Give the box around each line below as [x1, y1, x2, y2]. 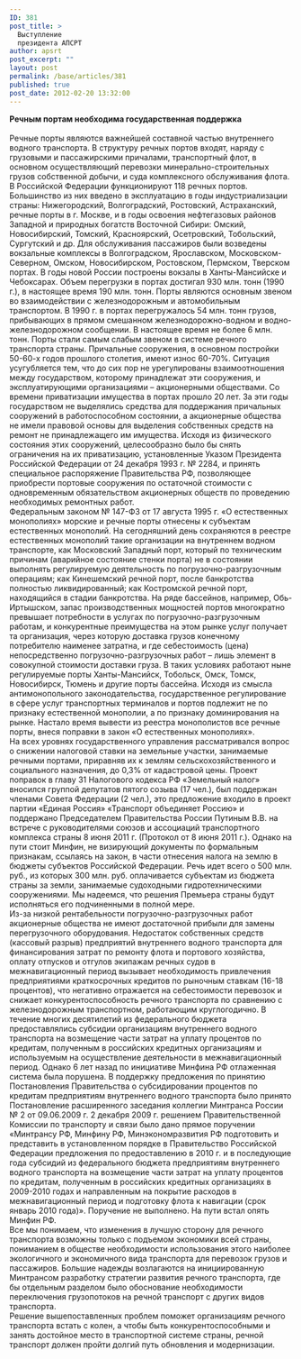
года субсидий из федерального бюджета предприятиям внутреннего [9, 1157, 280, 1168]
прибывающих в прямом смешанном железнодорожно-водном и [9, 315, 263, 325]
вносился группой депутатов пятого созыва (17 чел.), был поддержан [9, 783, 278, 794]
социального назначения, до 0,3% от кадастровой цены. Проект [9, 764, 258, 775]
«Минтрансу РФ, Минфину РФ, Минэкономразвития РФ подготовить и [9, 1128, 279, 1139]
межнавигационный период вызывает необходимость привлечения [9, 965, 271, 976]
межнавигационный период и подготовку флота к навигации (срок [9, 1195, 267, 1206]
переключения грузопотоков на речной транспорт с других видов [9, 1291, 265, 1302]
